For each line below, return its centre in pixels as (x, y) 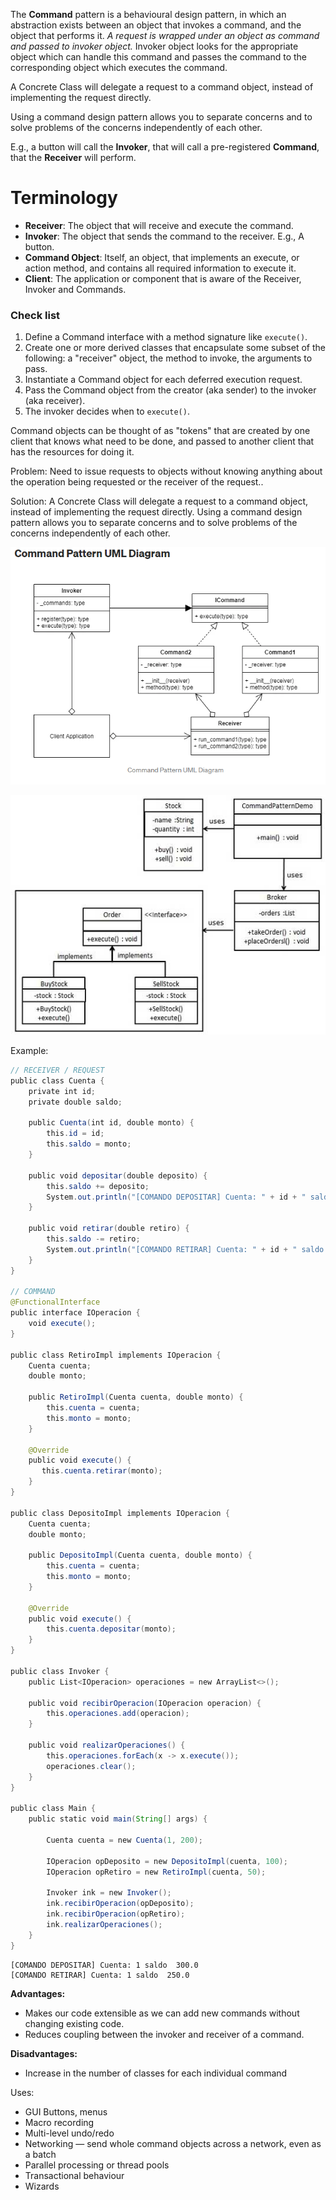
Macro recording (59, 2122)
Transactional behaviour (74, 2175)
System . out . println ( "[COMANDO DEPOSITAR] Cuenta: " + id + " (176, 1197)
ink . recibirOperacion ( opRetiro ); (116, 1914)
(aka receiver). (55, 401)
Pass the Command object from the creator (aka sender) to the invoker (170, 390)
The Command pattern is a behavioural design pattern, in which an (148, 14)
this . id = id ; (75, 1134)
